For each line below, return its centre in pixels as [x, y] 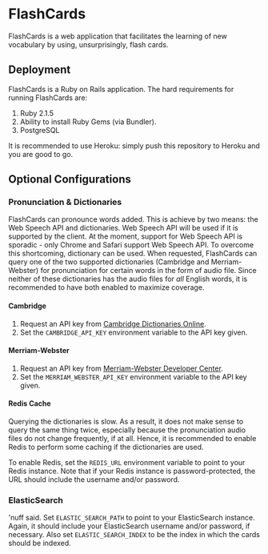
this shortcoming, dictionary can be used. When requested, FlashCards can [133, 254]
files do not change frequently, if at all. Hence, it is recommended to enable [132, 439]
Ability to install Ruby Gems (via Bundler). [88, 122]
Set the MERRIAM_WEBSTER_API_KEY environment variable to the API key [133, 376]
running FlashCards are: [48, 98]
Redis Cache [30, 403]
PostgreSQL [40, 130]
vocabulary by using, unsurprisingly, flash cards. [88, 44]
